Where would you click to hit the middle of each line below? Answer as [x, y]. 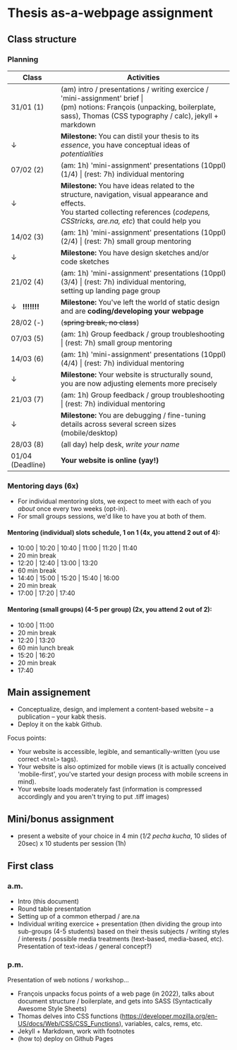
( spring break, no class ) [100, 322]
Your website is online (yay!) [110, 460]
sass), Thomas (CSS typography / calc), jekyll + [139, 116]
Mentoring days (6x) [43, 485]
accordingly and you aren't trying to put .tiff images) [93, 797]
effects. [73, 203]
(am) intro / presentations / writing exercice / [135, 89]
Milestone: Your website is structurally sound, [136, 374]
